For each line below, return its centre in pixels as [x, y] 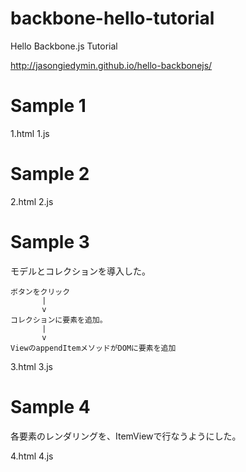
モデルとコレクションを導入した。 [80, 271]
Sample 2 [50, 174]
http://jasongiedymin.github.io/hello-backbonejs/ [111, 65]
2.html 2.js [32, 201]
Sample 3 [50, 242]
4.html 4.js [32, 456]
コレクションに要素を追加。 [59, 320]
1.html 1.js [30, 133]
